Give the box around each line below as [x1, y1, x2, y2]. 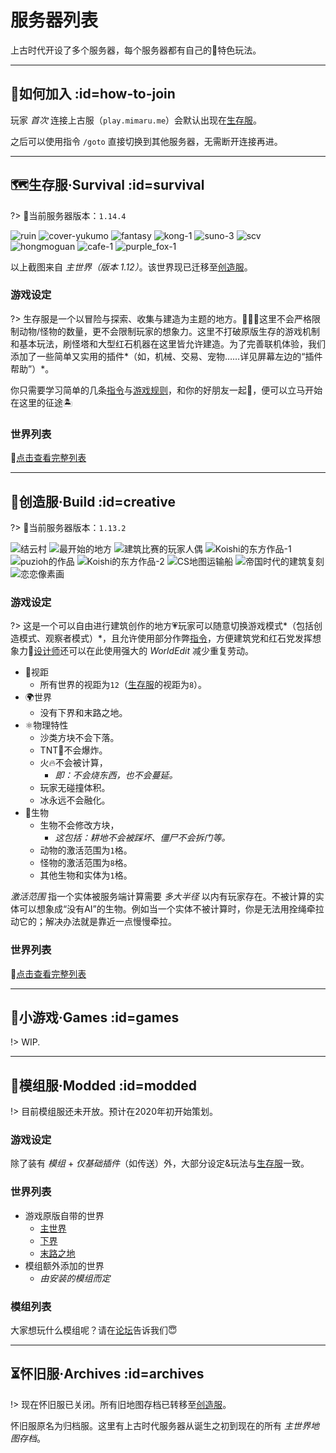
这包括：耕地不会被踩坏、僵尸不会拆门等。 [54, 832, 231, 844]
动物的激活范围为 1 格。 [39, 844, 133, 856]
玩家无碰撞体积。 [39, 782, 111, 794]
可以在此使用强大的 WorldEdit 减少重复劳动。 [68, 645, 255, 657]
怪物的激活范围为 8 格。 [39, 857, 133, 869]
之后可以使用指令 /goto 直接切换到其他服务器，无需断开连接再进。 [10, 135, 283, 147]
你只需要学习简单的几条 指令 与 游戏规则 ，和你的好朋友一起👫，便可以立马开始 [10, 384, 323, 396]
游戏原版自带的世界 [24, 1209, 105, 1221]
